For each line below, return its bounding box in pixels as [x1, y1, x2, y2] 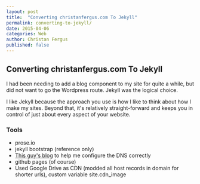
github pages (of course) [14, 158, 76, 165]
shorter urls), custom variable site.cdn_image [14, 171, 127, 178]
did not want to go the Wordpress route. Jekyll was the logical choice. [6, 86, 178, 93]
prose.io [14, 139, 36, 146]
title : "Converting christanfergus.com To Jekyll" [6, 14, 137, 20]
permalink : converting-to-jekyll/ [6, 20, 93, 26]
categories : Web [6, 31, 47, 37]
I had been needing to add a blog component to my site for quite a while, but [6, 80, 195, 87]
